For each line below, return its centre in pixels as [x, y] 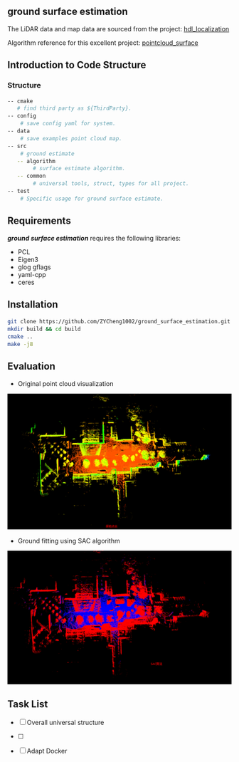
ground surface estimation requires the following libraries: [94, 238]
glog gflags [34, 267]
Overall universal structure [65, 722]
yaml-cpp [32, 274]
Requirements [39, 221]
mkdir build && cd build [44, 329]
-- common [31, 176]
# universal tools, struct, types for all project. [111, 184]
